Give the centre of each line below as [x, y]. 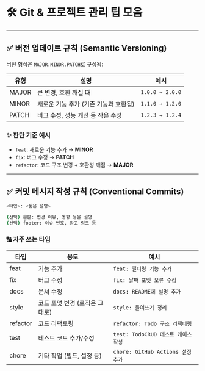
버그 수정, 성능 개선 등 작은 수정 [80, 115]
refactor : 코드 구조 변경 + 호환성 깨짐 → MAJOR [74, 165]
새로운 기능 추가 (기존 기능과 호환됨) [86, 104]
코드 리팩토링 [56, 323]
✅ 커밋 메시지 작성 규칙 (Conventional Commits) [95, 192]
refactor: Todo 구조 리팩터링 [152, 323]
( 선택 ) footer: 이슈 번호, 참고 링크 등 [51, 223]
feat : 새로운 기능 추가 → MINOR [54, 149]
